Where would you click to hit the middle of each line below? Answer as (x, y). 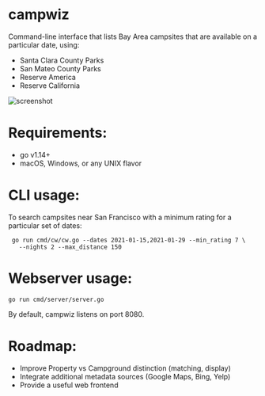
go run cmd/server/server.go (56, 299)
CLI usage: (44, 195)
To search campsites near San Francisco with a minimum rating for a (120, 217)
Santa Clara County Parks (62, 60)
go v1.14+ (35, 154)
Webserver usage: (70, 278)
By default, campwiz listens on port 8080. (76, 314)
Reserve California (50, 86)
